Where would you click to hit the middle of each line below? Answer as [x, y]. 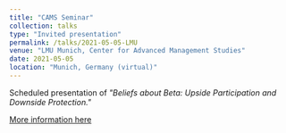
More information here [50, 119]
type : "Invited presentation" [66, 34]
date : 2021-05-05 [42, 59]
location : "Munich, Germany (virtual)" [84, 68]
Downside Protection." [50, 102]
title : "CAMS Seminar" [51, 17]
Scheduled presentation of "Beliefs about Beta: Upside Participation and [143, 92]
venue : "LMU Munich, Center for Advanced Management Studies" [127, 51]
